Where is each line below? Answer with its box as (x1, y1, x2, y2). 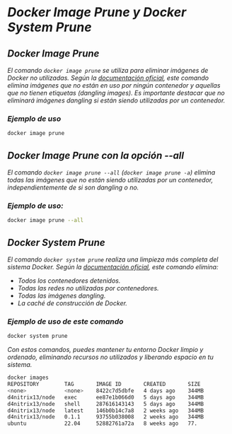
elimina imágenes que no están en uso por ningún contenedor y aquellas (7, 81, 221, 89)
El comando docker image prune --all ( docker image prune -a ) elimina (7, 168, 216, 177)
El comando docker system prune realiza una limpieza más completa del (7, 255, 219, 264)
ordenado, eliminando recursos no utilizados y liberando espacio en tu (7, 353, 214, 361)
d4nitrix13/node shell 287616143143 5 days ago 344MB (7, 400, 204, 407)
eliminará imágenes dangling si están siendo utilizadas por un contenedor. (7, 96, 226, 105)
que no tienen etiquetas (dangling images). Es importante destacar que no (7, 89, 225, 97)
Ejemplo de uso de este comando (7, 316, 124, 326)
